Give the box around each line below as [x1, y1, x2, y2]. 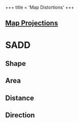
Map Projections [5, 19, 58, 27]
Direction [5, 111, 35, 119]
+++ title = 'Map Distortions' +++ [5, 5, 74, 10]
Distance [5, 94, 34, 102]
